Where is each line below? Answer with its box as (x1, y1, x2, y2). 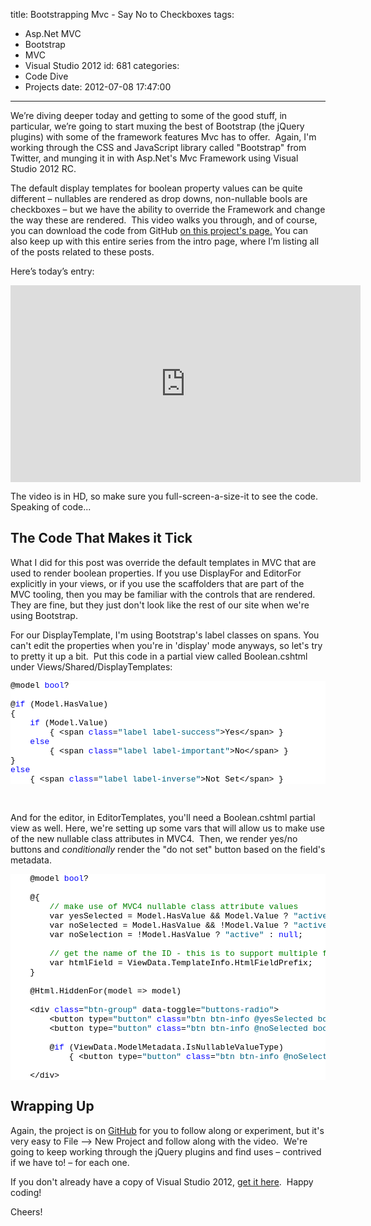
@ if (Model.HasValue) (10, 699, 109, 709)
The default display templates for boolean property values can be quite (10, 182, 303, 194)
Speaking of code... (10, 501, 92, 513)
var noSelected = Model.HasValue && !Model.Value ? (49, 920, 289, 931)
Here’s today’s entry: (10, 265, 95, 277)
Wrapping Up (10, 1098, 95, 1115)
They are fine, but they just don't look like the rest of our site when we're (10, 599, 310, 611)
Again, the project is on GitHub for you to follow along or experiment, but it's (10, 1124, 325, 1136)
